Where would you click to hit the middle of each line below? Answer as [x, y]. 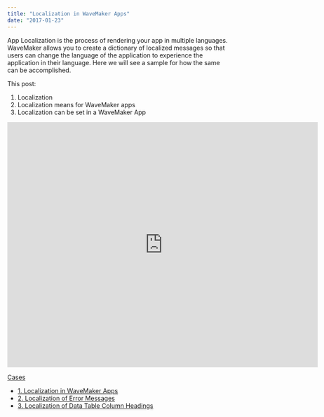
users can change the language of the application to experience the [105, 55]
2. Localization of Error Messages [66, 398]
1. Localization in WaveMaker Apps [68, 390]
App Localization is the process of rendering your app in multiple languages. [117, 40]
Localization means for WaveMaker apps [76, 104]
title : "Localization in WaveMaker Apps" [69, 14]
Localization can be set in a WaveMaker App [81, 112]
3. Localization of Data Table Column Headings [85, 405]
